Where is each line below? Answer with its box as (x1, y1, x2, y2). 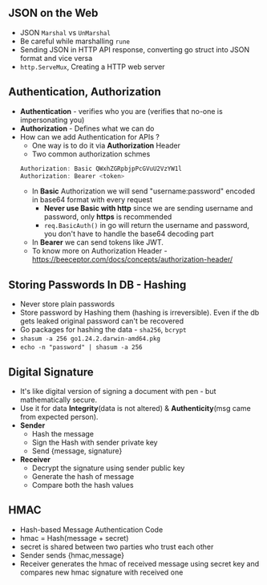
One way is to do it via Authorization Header (31, 140, 181, 150)
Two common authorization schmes (31, 148, 151, 159)
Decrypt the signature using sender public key (31, 463, 185, 473)
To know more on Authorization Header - (31, 246, 168, 256)
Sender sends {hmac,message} (19, 550, 124, 560)
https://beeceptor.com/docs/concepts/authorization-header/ (31, 254, 233, 264)
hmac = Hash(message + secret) (19, 533, 129, 542)
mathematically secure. (19, 395, 98, 404)
